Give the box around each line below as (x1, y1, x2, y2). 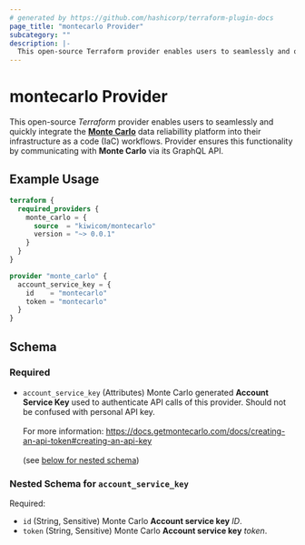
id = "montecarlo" (25, 288, 107, 298)
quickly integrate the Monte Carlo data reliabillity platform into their (9, 126, 261, 137)
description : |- (9, 38, 71, 48)
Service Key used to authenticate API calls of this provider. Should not (22, 397, 287, 408)
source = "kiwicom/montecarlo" (33, 221, 156, 230)
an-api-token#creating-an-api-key (22, 435, 152, 446)
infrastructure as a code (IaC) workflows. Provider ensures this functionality (9, 136, 293, 146)
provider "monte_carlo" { (9, 271, 107, 280)
